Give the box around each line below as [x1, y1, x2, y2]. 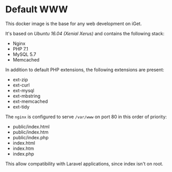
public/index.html [12, 123, 50, 130]
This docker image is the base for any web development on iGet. [5, 20, 142, 27]
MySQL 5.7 [12, 51, 36, 57]
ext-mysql [12, 87, 34, 93]
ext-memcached [12, 98, 48, 104]
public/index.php [12, 134, 49, 140]
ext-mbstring [12, 93, 41, 99]
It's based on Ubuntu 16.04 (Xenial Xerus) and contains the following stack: [5, 30, 165, 36]
